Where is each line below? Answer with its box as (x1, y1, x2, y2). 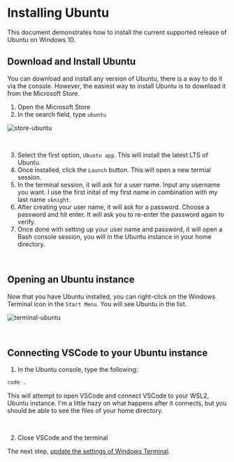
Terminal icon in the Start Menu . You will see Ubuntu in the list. (7, 299, 187, 308)
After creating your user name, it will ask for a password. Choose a (17, 203, 210, 211)
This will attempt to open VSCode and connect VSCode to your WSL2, (7, 391, 210, 400)
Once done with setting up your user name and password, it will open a (17, 225, 223, 233)
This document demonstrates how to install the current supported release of (7, 28, 227, 36)
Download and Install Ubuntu (7, 56, 136, 68)
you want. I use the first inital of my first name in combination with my (17, 187, 218, 196)
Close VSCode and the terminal (17, 433, 108, 442)
